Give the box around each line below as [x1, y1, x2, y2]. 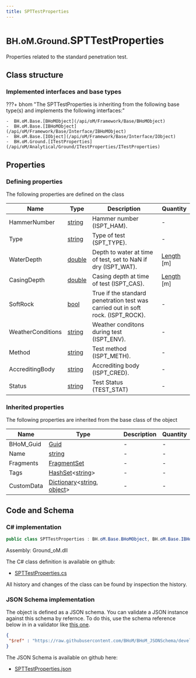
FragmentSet [48, 459, 85, 467]
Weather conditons [92, 320, 145, 328]
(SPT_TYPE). [92, 238, 127, 246]
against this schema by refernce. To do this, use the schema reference [6, 615, 176, 622]
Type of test [92, 231, 125, 239]
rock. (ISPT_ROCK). [92, 311, 146, 319]
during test [92, 328, 123, 336]
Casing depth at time [92, 272, 149, 280]
